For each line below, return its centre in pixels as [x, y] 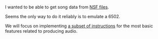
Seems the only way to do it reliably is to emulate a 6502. [63, 16]
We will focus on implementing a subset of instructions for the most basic [79, 26]
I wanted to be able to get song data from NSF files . [57, 7]
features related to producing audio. [41, 31]
